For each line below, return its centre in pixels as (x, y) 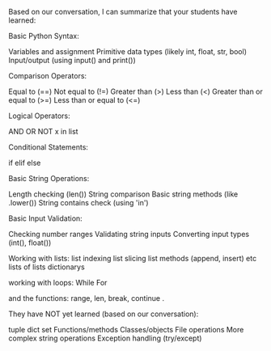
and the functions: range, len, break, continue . (86, 298)
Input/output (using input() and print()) (72, 60)
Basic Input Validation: (45, 218)
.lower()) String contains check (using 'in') (78, 203)
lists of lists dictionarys (47, 267)
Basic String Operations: (49, 178)
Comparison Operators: (48, 76)
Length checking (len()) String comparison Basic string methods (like (123, 194)
